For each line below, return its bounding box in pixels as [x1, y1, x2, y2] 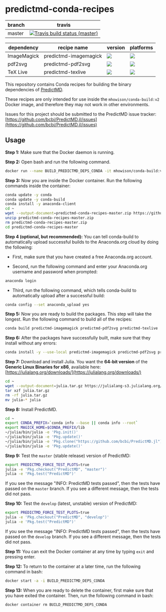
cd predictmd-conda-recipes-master [5, 224, 79, 229]
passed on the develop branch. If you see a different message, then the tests [5, 534, 161, 540]
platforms [129, 44, 153, 51]
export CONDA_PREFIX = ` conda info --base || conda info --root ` [5, 420, 138, 425]
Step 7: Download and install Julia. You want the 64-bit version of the [5, 359, 148, 365]
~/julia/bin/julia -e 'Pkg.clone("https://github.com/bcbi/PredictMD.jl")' [5, 439, 165, 444]
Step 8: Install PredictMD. [5, 406, 57, 412]
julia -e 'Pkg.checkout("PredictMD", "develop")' [5, 515, 110, 520]
